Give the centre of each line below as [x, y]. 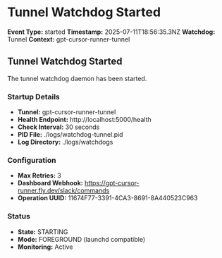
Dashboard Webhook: [50, 183]
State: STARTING [43, 232]
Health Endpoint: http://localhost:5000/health [84, 120]
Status [19, 216]
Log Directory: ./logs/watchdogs [65, 142]
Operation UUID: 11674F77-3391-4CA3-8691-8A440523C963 [107, 198]
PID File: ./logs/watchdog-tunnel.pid [70, 135]
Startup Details [33, 97]
